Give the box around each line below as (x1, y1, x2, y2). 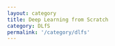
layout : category (7, 9, 57, 17)
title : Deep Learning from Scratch (7, 16, 109, 23)
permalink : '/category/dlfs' (7, 28, 90, 36)
